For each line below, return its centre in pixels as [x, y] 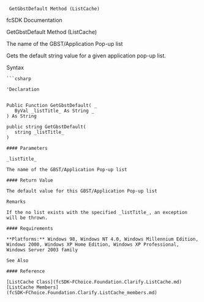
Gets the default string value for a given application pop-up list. [86, 56]
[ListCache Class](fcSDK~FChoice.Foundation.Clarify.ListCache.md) [94, 282]
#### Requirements [30, 229]
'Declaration [23, 89]
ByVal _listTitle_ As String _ [55, 111]
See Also [17, 260]
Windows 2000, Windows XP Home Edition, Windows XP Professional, [93, 245]
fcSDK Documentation [34, 20]
